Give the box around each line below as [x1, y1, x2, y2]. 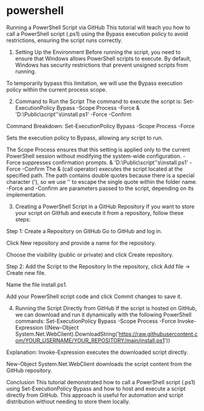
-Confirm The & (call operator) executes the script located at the [22, 165, 183, 172]
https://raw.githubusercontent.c [118, 330, 198, 338]
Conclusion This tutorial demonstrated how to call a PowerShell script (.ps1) [6, 378, 195, 386]
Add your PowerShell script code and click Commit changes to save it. [6, 293, 182, 300]
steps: [15, 216, 31, 223]
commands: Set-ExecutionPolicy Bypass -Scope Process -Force [15, 317, 176, 325]
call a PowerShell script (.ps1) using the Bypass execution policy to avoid [6, 30, 188, 37]
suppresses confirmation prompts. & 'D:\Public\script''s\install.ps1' [22, 158, 188, 166]
